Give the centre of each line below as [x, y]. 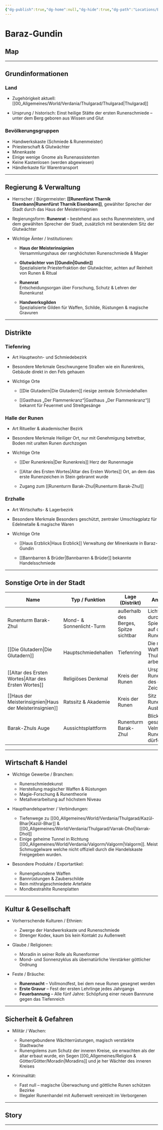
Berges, [127, 623]
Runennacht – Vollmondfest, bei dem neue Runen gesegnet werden [87, 984]
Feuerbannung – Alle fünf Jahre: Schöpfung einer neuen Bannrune [86, 994]
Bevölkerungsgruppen [32, 131]
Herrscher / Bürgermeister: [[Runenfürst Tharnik [61, 199]
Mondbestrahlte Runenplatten [49, 889]
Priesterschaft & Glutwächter [41, 146]
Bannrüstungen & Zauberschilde [51, 879]
